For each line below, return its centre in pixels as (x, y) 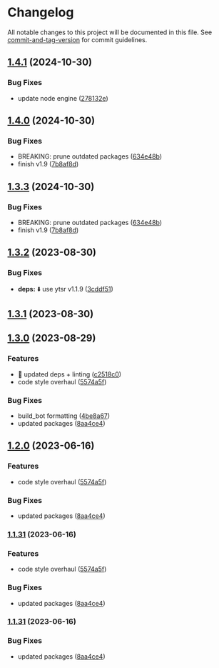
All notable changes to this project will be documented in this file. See (110, 32)
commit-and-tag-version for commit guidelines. (77, 39)
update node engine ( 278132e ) (63, 98)
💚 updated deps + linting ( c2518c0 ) (70, 374)
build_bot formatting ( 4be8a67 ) (64, 416)
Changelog (41, 13)
